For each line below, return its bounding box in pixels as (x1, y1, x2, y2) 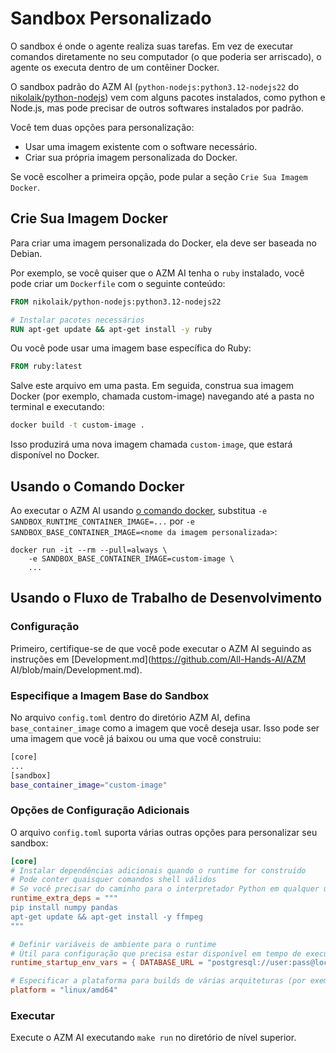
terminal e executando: (10, 401, 105, 413)
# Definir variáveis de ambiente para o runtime (10, 939, 217, 949)
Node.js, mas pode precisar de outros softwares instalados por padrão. (10, 102, 304, 114)
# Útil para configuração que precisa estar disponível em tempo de (10, 948, 302, 959)
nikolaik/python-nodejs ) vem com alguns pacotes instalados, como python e (10, 91, 326, 103)
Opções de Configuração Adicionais (10, 803, 190, 817)
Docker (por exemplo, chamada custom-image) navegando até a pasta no (10, 390, 315, 402)
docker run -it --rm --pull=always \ (10, 545, 168, 555)
